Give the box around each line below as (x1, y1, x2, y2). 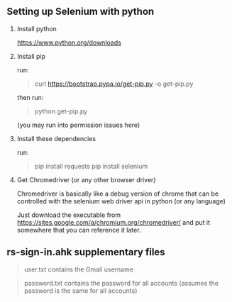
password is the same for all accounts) (23, 286, 138, 295)
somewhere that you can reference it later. (16, 225, 141, 234)
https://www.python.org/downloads (16, 38, 121, 47)
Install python (16, 24, 57, 33)
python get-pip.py (34, 106, 88, 116)
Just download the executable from (16, 211, 121, 219)
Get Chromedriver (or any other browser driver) (16, 175, 157, 184)
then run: (16, 93, 44, 101)
